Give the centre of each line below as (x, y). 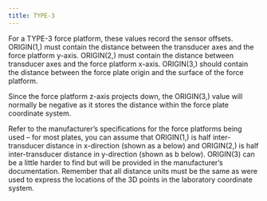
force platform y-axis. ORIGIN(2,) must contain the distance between (121, 55)
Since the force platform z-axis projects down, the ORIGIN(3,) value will (126, 96)
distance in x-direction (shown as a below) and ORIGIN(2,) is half (152, 145)
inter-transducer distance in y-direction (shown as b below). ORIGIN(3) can (132, 154)
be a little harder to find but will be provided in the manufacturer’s (116, 162)
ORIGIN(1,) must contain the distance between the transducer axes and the (131, 47)
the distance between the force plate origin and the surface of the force (126, 72)
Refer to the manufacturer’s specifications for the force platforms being (125, 128)
